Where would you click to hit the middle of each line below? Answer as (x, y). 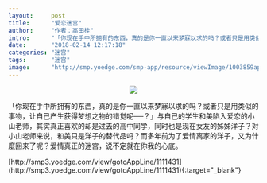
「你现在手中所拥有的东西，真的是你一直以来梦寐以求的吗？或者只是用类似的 (133, 106)
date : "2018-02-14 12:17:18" (67, 45)
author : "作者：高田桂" (51, 30)
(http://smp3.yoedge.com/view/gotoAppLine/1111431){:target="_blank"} (125, 170)
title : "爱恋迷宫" (45, 23)
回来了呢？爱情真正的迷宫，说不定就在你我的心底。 (99, 146)
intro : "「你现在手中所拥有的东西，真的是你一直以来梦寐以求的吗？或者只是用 (129, 38)
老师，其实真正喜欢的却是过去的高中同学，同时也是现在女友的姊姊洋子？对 (137, 126)
